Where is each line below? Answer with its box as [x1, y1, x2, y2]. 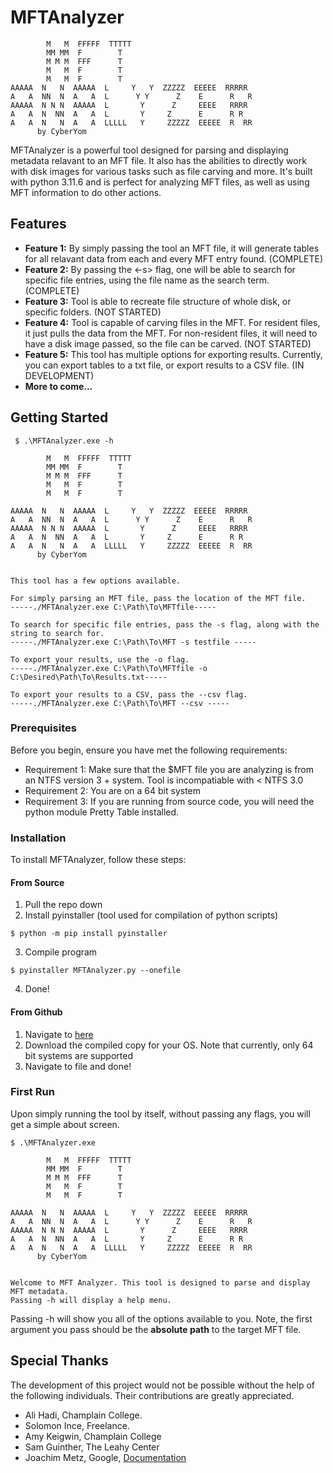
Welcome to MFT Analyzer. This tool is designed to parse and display [10, 1277, 311, 1288]
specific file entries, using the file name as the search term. [24, 274, 270, 286]
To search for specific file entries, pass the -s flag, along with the [10, 619, 320, 630]
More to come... [24, 380, 93, 392]
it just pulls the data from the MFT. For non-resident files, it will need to [24, 327, 318, 339]
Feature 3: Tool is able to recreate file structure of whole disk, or [24, 295, 292, 307]
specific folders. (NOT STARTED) [24, 306, 162, 318]
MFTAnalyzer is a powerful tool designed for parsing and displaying [10, 144, 289, 156]
